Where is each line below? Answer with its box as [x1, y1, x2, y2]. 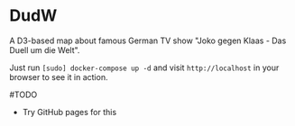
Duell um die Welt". [9, 44, 80, 55]
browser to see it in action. [9, 71, 108, 82]
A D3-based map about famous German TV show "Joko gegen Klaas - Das [9, 35, 287, 46]
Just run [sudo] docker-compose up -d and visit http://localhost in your [9, 62, 280, 73]
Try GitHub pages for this [22, 106, 117, 117]
